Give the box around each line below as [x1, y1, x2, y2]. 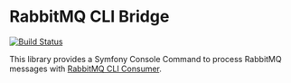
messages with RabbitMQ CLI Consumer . [9, 63, 163, 74]
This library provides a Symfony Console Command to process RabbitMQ [9, 53, 282, 64]
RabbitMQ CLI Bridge [9, 6, 170, 27]
